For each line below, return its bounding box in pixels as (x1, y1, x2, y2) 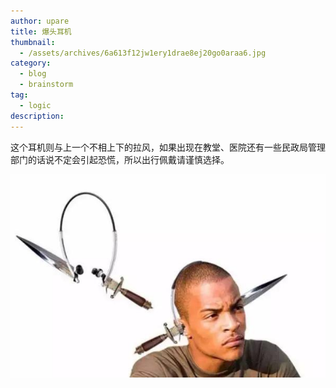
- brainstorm (19, 80, 74, 90)
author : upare (10, 16, 70, 26)
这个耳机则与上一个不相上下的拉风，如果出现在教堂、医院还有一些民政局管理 (10, 141, 326, 153)
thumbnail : (10, 37, 56, 47)
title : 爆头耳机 (10, 26, 72, 37)
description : (10, 111, 65, 121)
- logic (19, 100, 52, 110)
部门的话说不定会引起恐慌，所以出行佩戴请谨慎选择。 (10, 153, 230, 165)
